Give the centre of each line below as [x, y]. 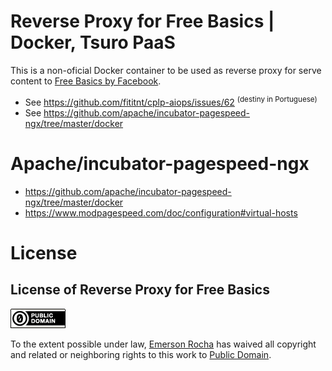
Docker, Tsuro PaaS [93, 42]
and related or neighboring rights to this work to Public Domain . [141, 354]
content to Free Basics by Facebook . [86, 81]
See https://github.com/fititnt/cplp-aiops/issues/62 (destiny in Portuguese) [171, 101]
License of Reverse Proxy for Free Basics [140, 290]
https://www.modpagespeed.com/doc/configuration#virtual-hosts [161, 212]
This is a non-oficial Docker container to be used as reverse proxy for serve [166, 70]
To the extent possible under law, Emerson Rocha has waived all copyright [163, 344]
